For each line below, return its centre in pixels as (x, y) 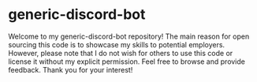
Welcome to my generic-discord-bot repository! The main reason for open (129, 36)
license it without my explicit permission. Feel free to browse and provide (127, 61)
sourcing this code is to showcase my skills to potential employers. (117, 44)
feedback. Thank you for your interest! (71, 69)
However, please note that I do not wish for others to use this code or (121, 53)
